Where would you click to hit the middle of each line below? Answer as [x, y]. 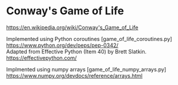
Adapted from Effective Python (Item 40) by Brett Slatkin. [76, 51]
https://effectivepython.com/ [42, 58]
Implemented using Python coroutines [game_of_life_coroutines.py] [89, 39]
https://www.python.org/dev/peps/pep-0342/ [62, 45]
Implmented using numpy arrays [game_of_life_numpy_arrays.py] [86, 69]
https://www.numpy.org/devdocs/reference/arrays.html [74, 75]
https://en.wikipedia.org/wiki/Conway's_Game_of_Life [72, 27]
